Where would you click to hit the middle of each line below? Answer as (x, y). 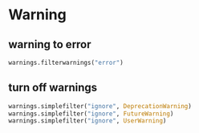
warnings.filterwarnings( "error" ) (66, 62)
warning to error (50, 44)
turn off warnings (53, 88)
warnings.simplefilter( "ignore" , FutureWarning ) (91, 114)
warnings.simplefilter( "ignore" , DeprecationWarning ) (100, 106)
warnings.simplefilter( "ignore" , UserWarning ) (87, 121)
